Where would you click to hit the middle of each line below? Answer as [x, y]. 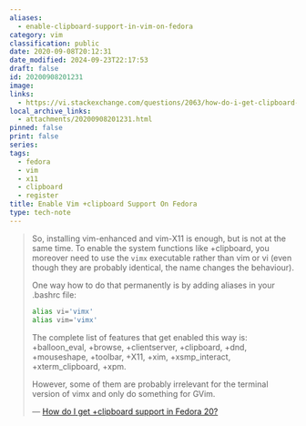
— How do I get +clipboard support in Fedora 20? [125, 411]
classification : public [55, 43]
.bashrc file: [54, 294]
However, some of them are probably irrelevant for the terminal [150, 384]
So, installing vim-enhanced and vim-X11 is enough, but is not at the [159, 238]
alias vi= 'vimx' [62, 311]
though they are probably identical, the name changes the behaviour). [163, 267]
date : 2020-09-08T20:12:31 [61, 52]
